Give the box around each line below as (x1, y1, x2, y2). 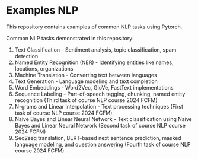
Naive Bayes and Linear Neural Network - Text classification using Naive (14, 115, 193, 122)
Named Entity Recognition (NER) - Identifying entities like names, (14, 59, 174, 66)
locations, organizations (14, 65, 74, 72)
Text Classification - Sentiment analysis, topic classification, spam (14, 46, 177, 53)
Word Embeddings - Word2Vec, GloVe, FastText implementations (14, 84, 174, 91)
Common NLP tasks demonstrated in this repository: (6, 34, 135, 42)
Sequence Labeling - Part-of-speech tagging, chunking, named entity (14, 90, 186, 97)
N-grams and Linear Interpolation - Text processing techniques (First (14, 103, 184, 110)
